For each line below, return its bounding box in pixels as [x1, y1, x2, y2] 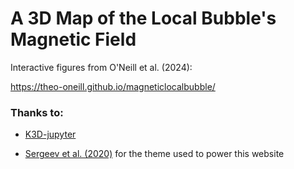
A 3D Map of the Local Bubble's [10, 7, 277, 30]
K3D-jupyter [24, 128, 77, 141]
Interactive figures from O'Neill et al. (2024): [10, 61, 193, 73]
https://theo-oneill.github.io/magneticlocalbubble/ [10, 80, 216, 92]
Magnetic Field [10, 28, 137, 51]
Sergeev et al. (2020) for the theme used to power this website [24, 148, 285, 160]
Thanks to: [10, 105, 64, 119]
